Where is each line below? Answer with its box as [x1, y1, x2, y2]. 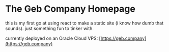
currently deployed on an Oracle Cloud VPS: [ [5, 35, 101, 41]
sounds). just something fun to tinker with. [5, 25, 94, 31]
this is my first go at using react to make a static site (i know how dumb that [5, 20, 164, 26]
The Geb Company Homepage [5, 3, 136, 15]
